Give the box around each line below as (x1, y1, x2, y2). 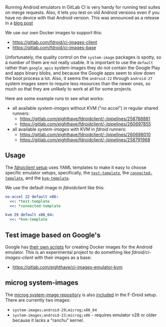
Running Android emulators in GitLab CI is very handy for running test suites (5, 4, 161, 10)
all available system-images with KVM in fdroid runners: (12, 126, 127, 132)
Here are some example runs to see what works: (5, 95, 104, 101)
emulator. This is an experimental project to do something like (5, 249, 131, 255)
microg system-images (5, 278, 79, 287)
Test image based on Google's (5, 231, 101, 239)
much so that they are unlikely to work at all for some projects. (5, 86, 132, 91)
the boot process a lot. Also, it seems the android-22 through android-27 (5, 76, 153, 81)
